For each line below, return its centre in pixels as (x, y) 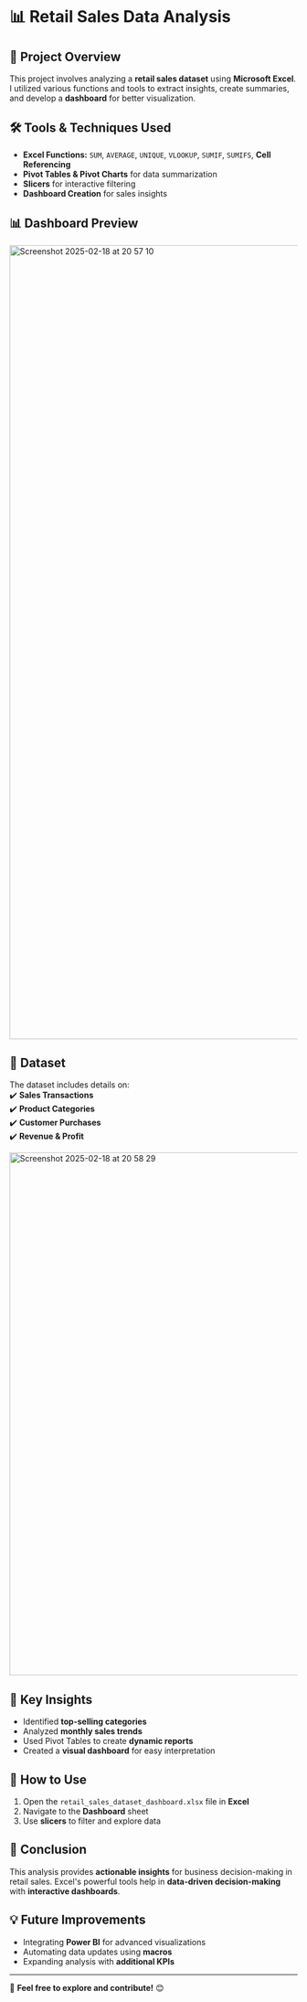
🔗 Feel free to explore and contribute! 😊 (87, 1987)
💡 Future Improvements (78, 1920)
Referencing (47, 164)
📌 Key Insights (51, 1700)
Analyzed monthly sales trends (83, 1731)
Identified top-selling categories (85, 1722)
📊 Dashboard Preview (74, 224)
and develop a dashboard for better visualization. (103, 98)
